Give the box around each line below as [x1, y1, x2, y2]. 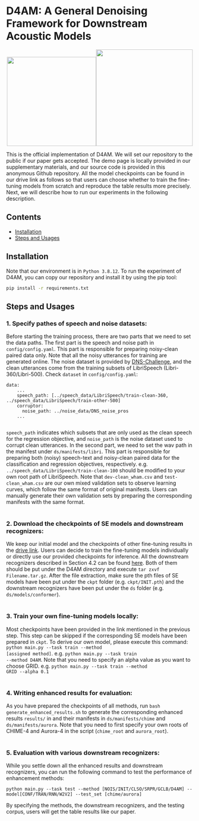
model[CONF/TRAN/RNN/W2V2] [6, 791, 73, 797]
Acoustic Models [6, 30, 91, 43]
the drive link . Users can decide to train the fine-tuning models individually [6, 547, 189, 554]
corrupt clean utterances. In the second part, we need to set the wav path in [6, 441, 193, 449]
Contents [6, 212, 42, 222]
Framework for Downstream [6, 17, 147, 30]
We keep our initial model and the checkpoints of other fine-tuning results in [6, 541, 193, 548]
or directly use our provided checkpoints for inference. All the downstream [6, 553, 189, 560]
